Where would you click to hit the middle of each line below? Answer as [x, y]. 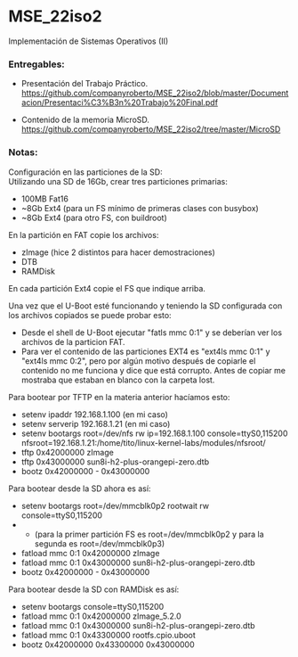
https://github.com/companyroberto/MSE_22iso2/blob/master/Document [155, 93]
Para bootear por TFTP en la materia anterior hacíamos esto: [119, 397]
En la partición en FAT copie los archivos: [84, 234]
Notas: [23, 152]
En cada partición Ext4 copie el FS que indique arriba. [107, 288]
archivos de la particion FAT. [73, 341]
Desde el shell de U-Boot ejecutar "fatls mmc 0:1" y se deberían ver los [151, 333]
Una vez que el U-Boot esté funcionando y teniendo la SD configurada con [145, 306]
